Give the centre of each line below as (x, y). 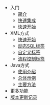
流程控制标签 (31, 59)
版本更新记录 (23, 97)
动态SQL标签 (31, 46)
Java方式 (20, 65)
